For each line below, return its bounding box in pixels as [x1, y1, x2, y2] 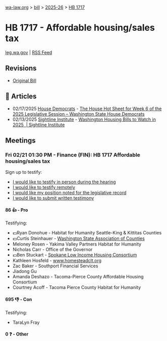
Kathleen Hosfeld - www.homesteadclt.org [12, 258, 102, 264]
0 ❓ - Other [5, 331, 29, 337]
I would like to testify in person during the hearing [12, 179, 116, 185]
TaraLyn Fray [12, 319, 40, 325]
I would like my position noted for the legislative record [12, 189, 127, 196]
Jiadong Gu [12, 268, 37, 274]
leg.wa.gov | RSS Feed [5, 49, 52, 55]
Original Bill [12, 77, 37, 83]
